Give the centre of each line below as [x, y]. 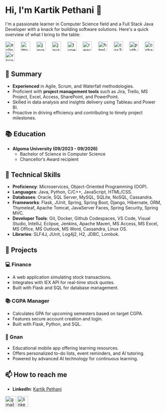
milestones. [24, 118]
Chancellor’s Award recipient [49, 159]
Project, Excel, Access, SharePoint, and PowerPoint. [66, 97]
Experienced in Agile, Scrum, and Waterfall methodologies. [73, 86]
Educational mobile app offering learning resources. [65, 348]
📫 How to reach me [36, 375]
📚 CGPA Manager [27, 301]
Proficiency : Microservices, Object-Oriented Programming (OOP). [80, 187]
